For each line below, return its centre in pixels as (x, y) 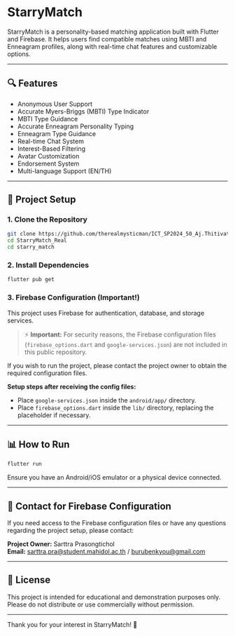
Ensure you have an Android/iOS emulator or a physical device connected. (114, 478)
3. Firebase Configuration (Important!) (73, 297)
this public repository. (56, 352)
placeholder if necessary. (54, 415)
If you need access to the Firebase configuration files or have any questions (117, 523)
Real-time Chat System (50, 141)
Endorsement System (48, 163)
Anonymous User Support (55, 104)
